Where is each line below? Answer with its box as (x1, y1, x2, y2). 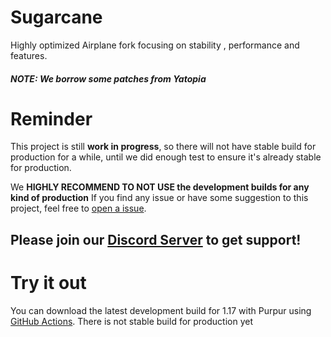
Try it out (10, 272, 87, 295)
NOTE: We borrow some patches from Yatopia (10, 72, 207, 85)
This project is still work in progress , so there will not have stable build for (10, 141, 317, 153)
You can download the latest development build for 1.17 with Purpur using (10, 304, 312, 316)
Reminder (10, 107, 93, 130)
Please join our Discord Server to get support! (10, 231, 302, 248)
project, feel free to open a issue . (10, 202, 147, 215)
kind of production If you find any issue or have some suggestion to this (10, 192, 309, 204)
